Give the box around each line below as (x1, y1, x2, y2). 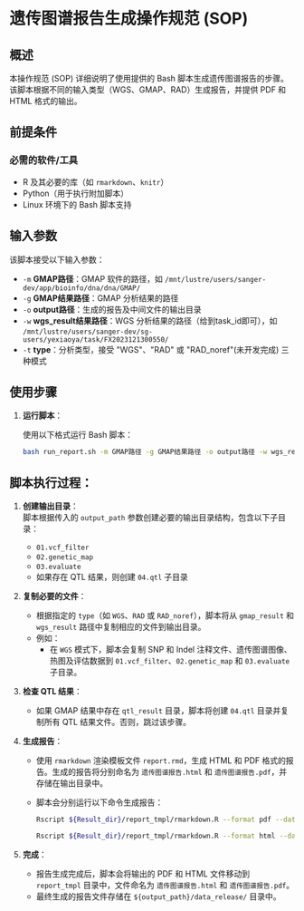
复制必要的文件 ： (22, 591, 87, 601)
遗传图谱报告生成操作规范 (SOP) (9, 8, 249, 29)
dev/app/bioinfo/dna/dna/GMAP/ (22, 283, 141, 293)
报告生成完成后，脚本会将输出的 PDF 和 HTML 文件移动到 (35, 867, 251, 879)
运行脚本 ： (22, 410, 63, 422)
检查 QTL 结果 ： (22, 686, 83, 696)
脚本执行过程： (9, 475, 93, 490)
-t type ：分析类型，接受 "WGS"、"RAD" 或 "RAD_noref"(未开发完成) (22, 344, 280, 354)
